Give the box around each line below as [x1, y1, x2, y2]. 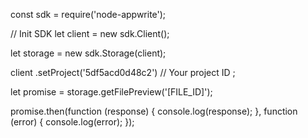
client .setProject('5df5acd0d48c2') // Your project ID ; [10, 67, 236, 78]
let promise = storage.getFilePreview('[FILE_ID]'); [10, 86, 213, 98]
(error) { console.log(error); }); [10, 116, 135, 128]
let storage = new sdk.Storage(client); [10, 47, 167, 59]
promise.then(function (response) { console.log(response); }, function [10, 105, 298, 117]
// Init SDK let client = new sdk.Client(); [10, 28, 170, 39]
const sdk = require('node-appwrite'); [10, 9, 167, 20]
